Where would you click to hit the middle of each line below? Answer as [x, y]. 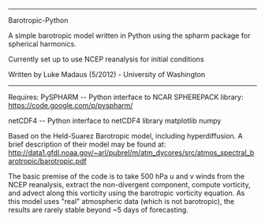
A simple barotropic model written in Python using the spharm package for [129, 35]
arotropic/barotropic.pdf [47, 161]
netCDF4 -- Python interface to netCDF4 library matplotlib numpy [115, 120]
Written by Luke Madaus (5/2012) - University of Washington [107, 74]
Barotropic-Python [38, 20]
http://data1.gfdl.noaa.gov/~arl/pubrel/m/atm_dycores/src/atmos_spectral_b [131, 153]
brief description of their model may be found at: [87, 144]
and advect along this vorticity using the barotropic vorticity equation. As [127, 193]
